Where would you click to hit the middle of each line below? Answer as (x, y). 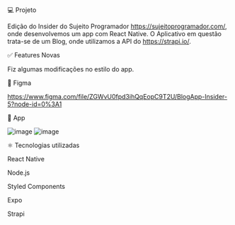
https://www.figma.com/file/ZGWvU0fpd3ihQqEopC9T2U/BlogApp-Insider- (117, 97)
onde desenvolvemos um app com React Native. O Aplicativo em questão (114, 34)
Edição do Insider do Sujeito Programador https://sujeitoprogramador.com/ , (117, 26)
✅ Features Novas (34, 55)
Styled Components (36, 186)
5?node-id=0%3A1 (35, 104)
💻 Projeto (22, 10)
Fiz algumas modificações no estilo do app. (71, 69)
